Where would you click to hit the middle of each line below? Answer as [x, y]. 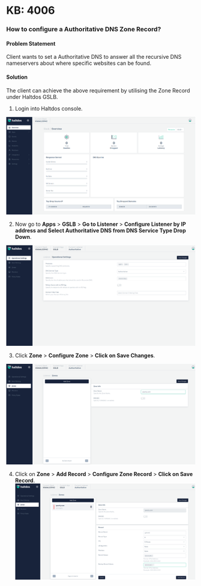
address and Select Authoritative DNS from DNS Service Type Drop [100, 230]
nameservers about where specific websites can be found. [79, 63]
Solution [17, 77]
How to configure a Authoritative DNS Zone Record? [84, 29]
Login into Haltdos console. [49, 108]
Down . [23, 237]
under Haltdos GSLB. [32, 97]
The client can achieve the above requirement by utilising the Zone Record [98, 90]
